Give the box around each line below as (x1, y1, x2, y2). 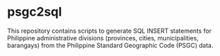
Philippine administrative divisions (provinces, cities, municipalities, (7, 33, 199, 42)
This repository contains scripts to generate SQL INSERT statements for (7, 27, 212, 35)
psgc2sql (7, 4, 62, 20)
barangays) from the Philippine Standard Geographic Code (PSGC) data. (7, 41, 214, 49)
